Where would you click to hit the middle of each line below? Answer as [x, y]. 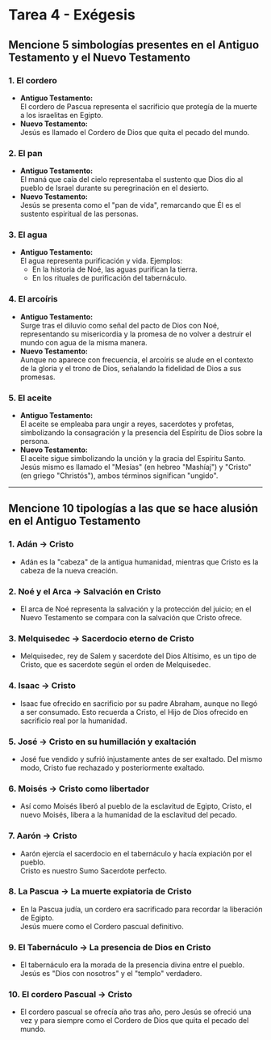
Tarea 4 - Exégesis [72, 15]
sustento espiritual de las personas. [79, 214]
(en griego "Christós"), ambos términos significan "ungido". [119, 476]
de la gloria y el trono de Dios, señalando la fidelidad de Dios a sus [131, 368]
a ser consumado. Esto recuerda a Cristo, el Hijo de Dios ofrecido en [134, 712]
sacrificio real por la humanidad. [73, 721]
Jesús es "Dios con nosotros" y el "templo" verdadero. [111, 974]
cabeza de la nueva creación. [69, 570]
